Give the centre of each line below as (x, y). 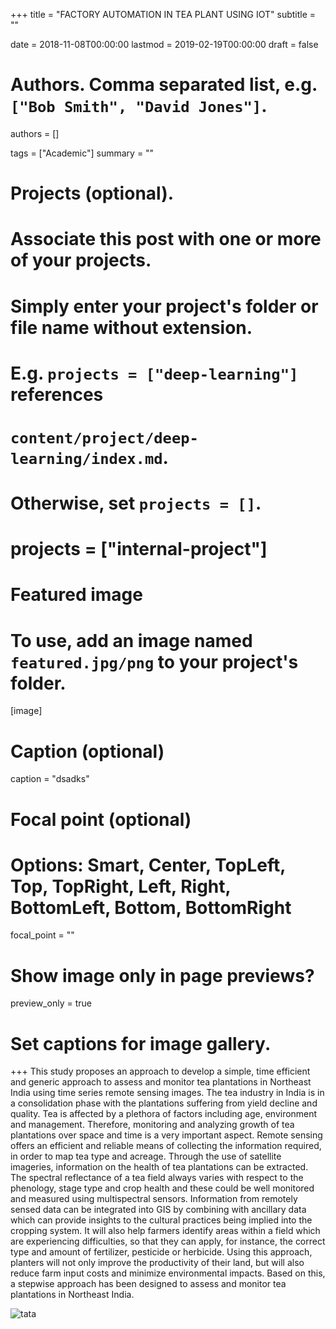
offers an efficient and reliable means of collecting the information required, (166, 1146)
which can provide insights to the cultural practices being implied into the (161, 1220)
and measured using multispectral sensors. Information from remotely (154, 1199)
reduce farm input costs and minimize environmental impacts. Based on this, (168, 1273)
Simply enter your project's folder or (164, 306)
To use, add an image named (131, 640)
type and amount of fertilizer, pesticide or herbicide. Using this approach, (161, 1252)
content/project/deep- (104, 438)
